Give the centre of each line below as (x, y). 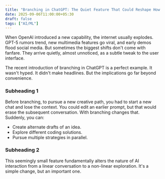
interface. (15, 58)
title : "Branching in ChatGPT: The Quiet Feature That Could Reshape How (83, 10)
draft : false (19, 19)
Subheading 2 (22, 150)
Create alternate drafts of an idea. (47, 127)
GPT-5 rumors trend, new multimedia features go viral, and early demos (78, 43)
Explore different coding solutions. (47, 132)
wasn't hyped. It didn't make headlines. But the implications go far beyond (81, 73)
